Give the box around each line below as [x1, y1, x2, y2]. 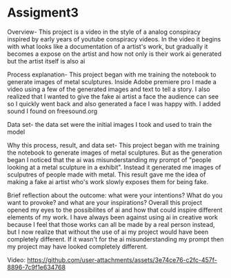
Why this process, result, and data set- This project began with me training [7, 141, 220, 149]
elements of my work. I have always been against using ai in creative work [7, 212, 219, 221]
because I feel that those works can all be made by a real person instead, [7, 220, 215, 228]
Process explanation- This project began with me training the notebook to [7, 70, 217, 79]
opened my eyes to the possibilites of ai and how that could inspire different [7, 206, 223, 214]
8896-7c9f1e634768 [7, 263, 66, 271]
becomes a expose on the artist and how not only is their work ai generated [7, 50, 222, 58]
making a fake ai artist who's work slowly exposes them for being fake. [7, 177, 209, 186]
